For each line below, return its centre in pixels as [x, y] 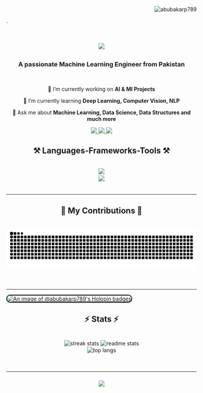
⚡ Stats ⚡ [101, 320]
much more [101, 119]
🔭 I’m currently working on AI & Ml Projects [101, 89]
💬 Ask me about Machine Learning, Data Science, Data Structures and [101, 112]
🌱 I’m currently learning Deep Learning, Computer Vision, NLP [101, 101]
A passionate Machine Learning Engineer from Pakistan [101, 65]
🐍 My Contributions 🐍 [101, 211]
